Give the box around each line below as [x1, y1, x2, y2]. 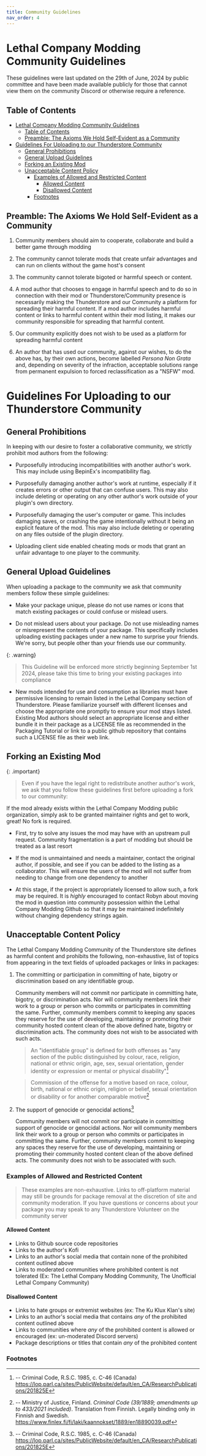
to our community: [21, 792, 69, 800]
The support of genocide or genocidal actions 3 [15, 1105, 134, 1113]
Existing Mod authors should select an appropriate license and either [15, 714, 189, 721]
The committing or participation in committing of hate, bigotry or [15, 970, 178, 978]
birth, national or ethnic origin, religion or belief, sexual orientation [30, 1086, 197, 1093]
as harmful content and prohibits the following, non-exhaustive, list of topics [6, 952, 199, 959]
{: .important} [6, 768, 40, 775]
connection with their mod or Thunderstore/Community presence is [15, 292, 186, 299]
